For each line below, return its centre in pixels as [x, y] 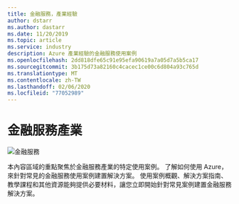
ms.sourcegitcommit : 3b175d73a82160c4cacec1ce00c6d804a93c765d [103, 67]
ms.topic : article [34, 41]
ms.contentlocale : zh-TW [44, 80]
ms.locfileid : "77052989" [46, 93]
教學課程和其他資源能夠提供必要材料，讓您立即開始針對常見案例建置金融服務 [119, 185]
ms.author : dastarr [36, 27]
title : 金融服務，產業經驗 [43, 14]
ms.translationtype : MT [43, 73]
